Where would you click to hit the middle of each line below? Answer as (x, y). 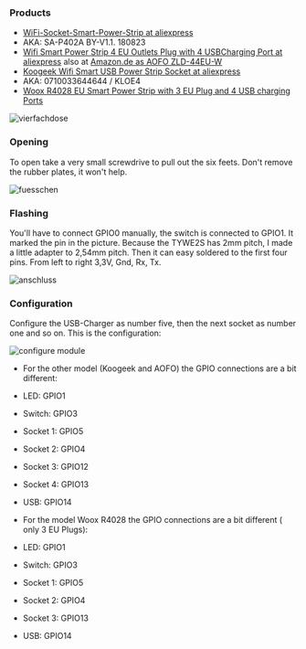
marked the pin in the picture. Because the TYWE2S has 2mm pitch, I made (151, 242)
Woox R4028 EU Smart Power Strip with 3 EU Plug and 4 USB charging (156, 91)
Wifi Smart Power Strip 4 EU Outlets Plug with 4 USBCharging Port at (153, 52)
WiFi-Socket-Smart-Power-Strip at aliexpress (108, 33)
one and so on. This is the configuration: (85, 333)
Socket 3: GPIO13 (56, 618)
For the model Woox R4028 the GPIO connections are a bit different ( (153, 520)
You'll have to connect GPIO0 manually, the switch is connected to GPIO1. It (152, 233)
